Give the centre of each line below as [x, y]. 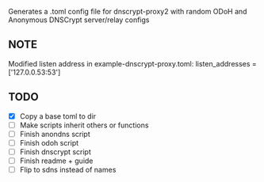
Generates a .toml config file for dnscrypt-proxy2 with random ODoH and [128, 11]
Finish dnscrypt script [55, 152]
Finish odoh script [49, 142]
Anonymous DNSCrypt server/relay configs [79, 20]
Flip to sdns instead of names [68, 170]
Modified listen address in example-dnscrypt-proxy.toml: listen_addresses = [133, 63]
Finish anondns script [55, 134]
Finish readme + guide [56, 161]
